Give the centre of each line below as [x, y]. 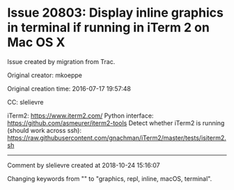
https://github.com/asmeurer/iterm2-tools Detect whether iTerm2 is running [116, 122]
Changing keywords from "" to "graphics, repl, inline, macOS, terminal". [110, 178]
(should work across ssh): [45, 130]
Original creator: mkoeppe [45, 75]
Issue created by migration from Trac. [61, 61]
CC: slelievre [25, 102]
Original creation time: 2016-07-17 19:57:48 [69, 88]
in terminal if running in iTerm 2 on [109, 27]
